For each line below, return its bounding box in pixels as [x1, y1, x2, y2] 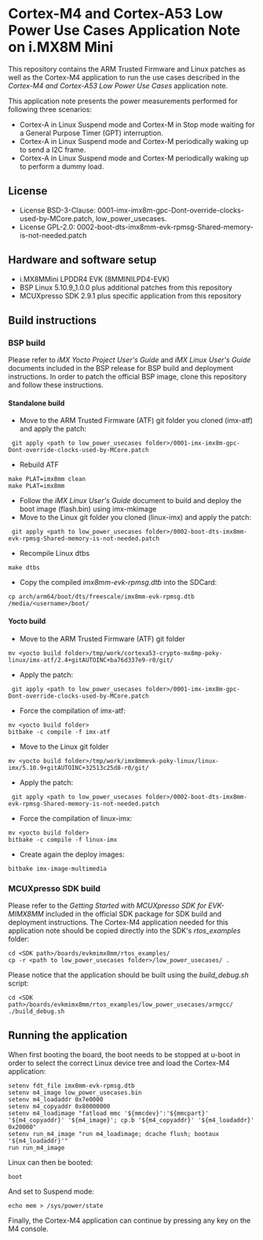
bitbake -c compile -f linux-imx [8, 835, 118, 843]
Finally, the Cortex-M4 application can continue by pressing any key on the [8, 1216, 251, 1225]
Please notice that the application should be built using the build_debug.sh [8, 970, 249, 979]
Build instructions [8, 313, 97, 327]
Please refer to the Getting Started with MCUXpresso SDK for [8, 901, 206, 910]
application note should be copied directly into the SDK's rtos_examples [8, 926, 241, 935]
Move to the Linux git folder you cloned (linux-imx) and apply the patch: [19, 513, 252, 522]
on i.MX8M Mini [8, 39, 114, 56]
